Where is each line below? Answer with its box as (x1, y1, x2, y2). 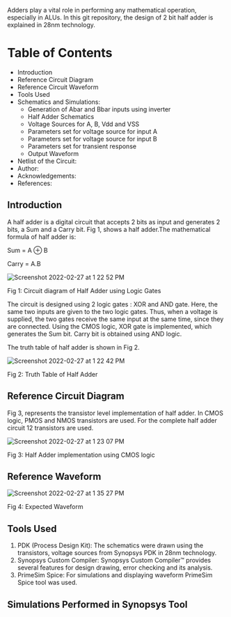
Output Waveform (27, 149, 79, 157)
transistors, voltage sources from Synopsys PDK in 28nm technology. (17, 549, 217, 557)
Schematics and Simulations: (17, 97, 101, 106)
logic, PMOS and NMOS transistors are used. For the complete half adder (7, 416, 218, 424)
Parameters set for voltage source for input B (27, 134, 158, 143)
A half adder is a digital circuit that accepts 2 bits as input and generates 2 (7, 217, 221, 226)
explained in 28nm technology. (7, 21, 96, 29)
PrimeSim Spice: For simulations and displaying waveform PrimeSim (17, 571, 213, 579)
